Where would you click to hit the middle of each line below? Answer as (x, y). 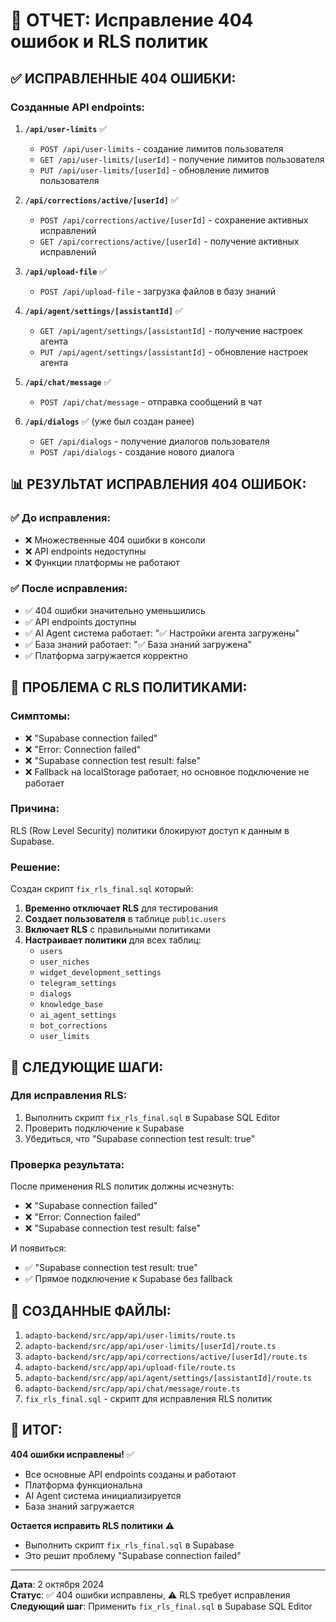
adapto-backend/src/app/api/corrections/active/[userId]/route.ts (166, 1357)
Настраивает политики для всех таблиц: (113, 940)
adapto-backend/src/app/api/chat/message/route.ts (132, 1389)
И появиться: (38, 1248)
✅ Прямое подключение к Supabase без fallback (128, 1279)
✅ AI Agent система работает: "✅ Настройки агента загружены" (162, 633)
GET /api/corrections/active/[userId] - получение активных (169, 241)
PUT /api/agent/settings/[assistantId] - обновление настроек (174, 351)
